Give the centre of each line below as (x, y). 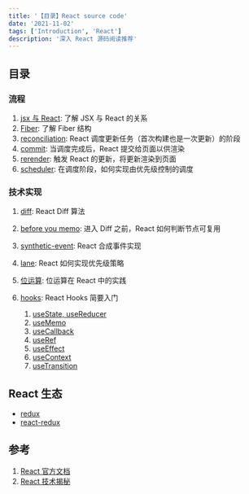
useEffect (48, 349)
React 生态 (35, 393)
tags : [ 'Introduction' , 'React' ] (65, 31)
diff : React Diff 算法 (52, 212)
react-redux (40, 422)
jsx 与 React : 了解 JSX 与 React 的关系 (84, 118)
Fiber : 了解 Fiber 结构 (56, 128)
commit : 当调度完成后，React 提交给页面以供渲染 (103, 148)
